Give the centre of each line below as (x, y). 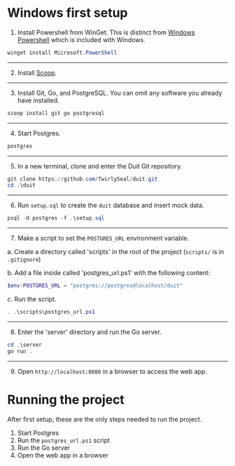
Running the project (66, 400)
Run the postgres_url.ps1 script (64, 440)
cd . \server (24, 345)
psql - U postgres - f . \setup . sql (56, 218)
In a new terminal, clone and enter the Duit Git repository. (100, 166)
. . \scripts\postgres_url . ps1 (51, 312)
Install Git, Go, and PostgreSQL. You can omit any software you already (120, 93)
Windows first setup (67, 13)
